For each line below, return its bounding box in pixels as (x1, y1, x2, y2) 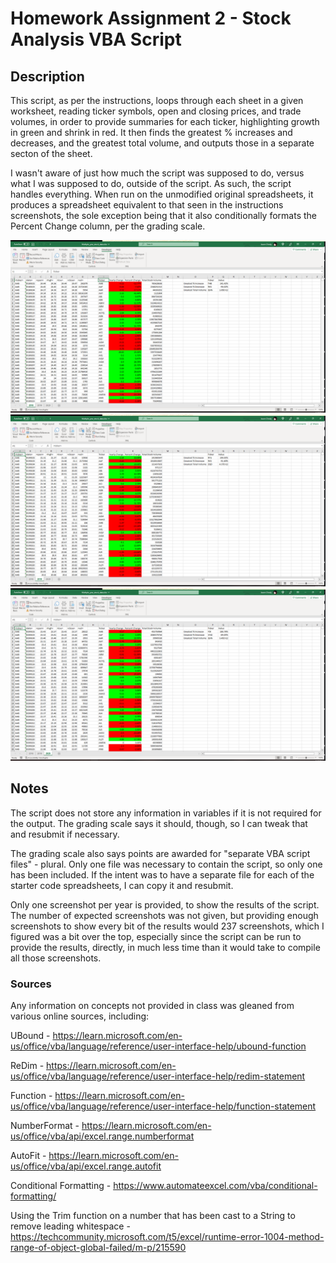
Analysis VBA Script (10, 28, 182, 51)
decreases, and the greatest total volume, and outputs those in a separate (10, 137, 315, 149)
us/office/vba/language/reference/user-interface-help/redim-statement (10, 1070, 306, 1082)
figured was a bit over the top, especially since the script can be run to (10, 930, 302, 942)
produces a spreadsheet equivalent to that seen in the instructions (10, 199, 284, 211)
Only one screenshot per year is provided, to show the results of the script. (10, 898, 320, 911)
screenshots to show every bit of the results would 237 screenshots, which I (10, 920, 325, 932)
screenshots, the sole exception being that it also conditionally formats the (10, 210, 317, 221)
